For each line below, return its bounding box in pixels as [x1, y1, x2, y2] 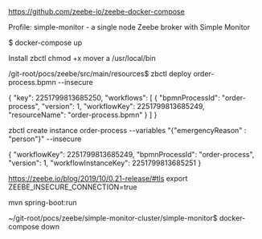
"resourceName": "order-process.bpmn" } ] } [8, 110, 158, 119]
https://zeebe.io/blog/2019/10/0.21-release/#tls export [8, 174, 188, 183]
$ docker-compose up [8, 38, 83, 47]
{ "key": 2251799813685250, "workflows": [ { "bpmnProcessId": [8, 93, 220, 103]
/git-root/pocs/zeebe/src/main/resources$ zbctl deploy [8, 69, 192, 79]
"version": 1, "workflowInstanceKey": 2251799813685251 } [8, 158, 202, 168]
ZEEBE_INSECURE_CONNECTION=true [8, 182, 137, 192]
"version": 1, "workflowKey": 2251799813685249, [41, 102, 205, 111]
